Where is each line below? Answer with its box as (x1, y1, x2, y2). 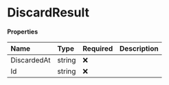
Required (82, 43, 113, 53)
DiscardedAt (10, 55, 51, 64)
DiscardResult (7, 5, 89, 21)
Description (119, 43, 159, 53)
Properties (7, 27, 38, 36)
